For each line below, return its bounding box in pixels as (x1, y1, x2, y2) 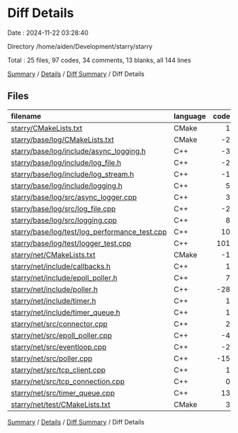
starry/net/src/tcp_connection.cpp (11, 376, 125, 386)
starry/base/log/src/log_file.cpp (11, 203, 116, 213)
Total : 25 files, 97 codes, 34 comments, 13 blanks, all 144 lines (7, 55, 191, 64)
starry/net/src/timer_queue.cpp (11, 388, 115, 398)
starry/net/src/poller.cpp (11, 353, 93, 363)
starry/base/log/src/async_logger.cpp (11, 192, 137, 202)
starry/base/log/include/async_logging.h (11, 146, 147, 156)
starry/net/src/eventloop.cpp (11, 342, 107, 352)
